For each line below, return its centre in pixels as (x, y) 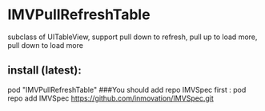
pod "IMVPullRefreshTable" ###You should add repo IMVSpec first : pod (127, 89)
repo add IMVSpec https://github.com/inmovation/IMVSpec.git (110, 98)
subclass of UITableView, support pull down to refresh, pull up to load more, (132, 37)
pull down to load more (45, 45)
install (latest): (44, 71)
